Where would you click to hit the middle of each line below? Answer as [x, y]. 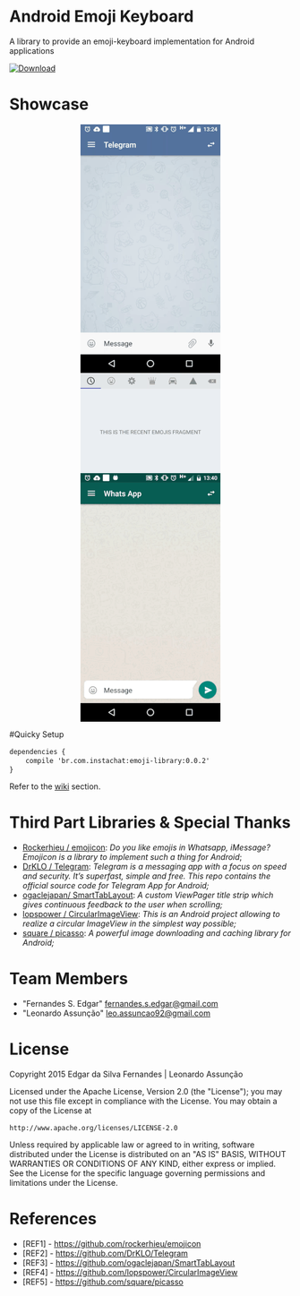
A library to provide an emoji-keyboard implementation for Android [132, 41]
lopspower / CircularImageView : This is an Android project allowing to [151, 914]
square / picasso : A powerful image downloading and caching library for [156, 932]
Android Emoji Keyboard [102, 17]
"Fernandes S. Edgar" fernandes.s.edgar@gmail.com [120, 1003]
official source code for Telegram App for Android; [116, 885]
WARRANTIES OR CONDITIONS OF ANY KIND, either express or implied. [142, 1163]
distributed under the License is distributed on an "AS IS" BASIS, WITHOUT [148, 1154]
